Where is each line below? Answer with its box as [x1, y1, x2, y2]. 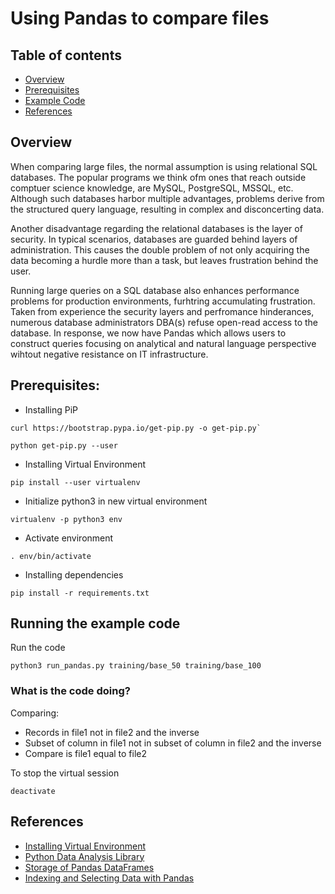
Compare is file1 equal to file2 [24, 747, 148, 759]
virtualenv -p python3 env [10, 514, 123, 524]
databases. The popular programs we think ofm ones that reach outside [10, 171, 307, 183]
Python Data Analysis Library [24, 850, 145, 862]
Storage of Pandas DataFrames [24, 861, 155, 873]
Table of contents [10, 47, 122, 64]
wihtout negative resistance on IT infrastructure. [10, 348, 209, 360]
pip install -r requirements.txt [10, 588, 150, 598]
